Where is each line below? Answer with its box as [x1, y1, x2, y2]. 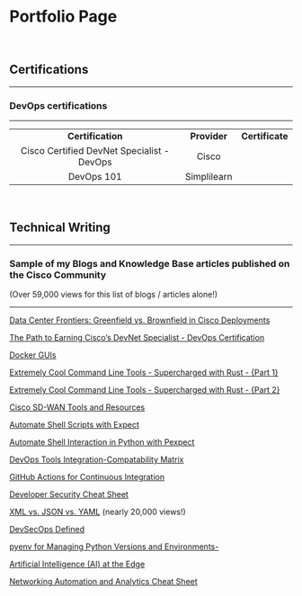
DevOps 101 [67, 171, 123, 183]
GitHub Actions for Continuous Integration [9, 472, 165, 483]
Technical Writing [9, 220, 111, 236]
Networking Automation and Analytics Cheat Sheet [9, 576, 198, 587]
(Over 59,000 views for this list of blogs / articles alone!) [9, 289, 218, 300]
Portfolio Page [9, 6, 118, 27]
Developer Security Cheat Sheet [9, 489, 129, 500]
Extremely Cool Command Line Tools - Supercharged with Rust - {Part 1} [9, 367, 279, 378]
